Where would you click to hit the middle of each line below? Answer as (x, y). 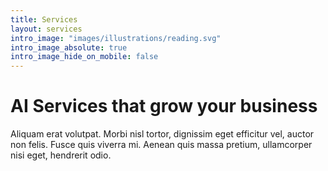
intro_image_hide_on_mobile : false (84, 57)
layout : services (46, 29)
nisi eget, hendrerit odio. (61, 155)
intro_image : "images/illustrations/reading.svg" (116, 38)
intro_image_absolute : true (69, 47)
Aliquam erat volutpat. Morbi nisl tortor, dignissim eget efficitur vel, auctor (162, 134)
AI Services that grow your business (164, 106)
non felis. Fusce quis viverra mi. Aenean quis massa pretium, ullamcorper (161, 145)
